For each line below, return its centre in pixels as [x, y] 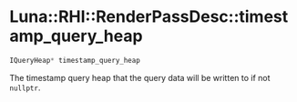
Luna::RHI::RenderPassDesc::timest [149, 17]
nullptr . [25, 87]
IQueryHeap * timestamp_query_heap [75, 60]
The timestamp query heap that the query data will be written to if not [140, 77]
